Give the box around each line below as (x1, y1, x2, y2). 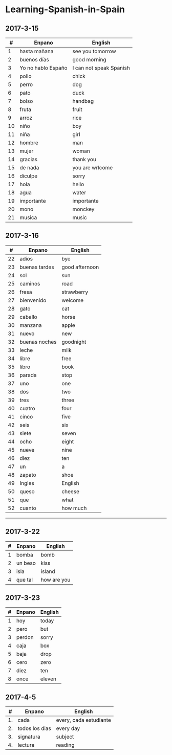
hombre (19, 139, 38, 146)
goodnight (61, 338, 87, 345)
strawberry (61, 288, 89, 295)
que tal (16, 576, 33, 583)
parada (19, 371, 37, 379)
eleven (40, 675, 57, 682)
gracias (19, 156, 38, 163)
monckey (72, 206, 95, 213)
